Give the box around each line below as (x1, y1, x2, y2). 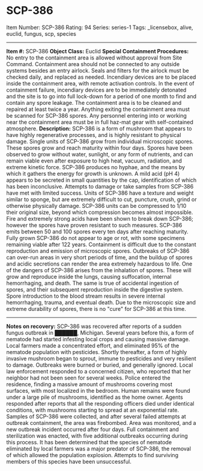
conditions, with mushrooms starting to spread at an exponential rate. (6, 406, 179, 413)
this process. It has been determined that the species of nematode (6, 438, 172, 446)
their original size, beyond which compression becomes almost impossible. (6, 209, 193, 216)
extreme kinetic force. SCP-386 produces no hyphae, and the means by (6, 163, 185, 170)
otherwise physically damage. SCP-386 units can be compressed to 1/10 (6, 202, 187, 209)
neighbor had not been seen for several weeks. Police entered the (6, 374, 171, 381)
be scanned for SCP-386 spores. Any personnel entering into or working (6, 112, 187, 119)
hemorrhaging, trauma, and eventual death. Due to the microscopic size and (6, 298, 196, 306)
